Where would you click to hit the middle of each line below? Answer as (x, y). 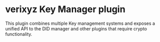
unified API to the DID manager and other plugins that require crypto (76, 28)
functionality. (19, 34)
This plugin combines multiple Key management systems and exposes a (80, 23)
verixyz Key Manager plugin (65, 9)
